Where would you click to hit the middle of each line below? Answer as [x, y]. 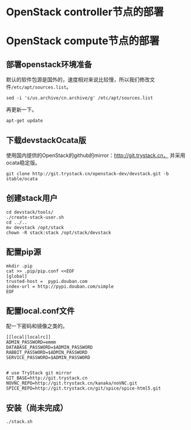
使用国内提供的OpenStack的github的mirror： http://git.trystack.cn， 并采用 [96, 155]
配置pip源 [24, 252]
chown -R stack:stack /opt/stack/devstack [59, 233]
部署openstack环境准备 [49, 64]
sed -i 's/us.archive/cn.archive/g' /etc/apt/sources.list [80, 98]
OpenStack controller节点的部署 [85, 12]
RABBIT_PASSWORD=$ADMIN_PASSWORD [47, 353]
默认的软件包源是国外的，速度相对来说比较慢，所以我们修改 [78, 80]
